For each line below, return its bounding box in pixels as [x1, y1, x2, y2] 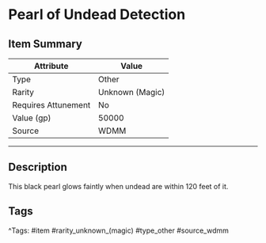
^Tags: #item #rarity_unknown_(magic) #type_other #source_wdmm [8, 226, 230, 235]
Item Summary [8, 37, 83, 51]
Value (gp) [12, 112, 51, 123]
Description [8, 161, 67, 174]
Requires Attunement [12, 100, 91, 110]
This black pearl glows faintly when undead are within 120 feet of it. [8, 181, 229, 191]
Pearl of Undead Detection [8, 6, 186, 24]
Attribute [34, 61, 69, 71]
